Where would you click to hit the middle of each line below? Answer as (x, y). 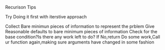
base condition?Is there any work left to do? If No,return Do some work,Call (83, 37)
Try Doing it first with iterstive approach (46, 17)
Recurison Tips (21, 7)
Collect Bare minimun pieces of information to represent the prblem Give (80, 26)
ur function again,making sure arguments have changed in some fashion (80, 42)
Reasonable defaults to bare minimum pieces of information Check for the (81, 31)
